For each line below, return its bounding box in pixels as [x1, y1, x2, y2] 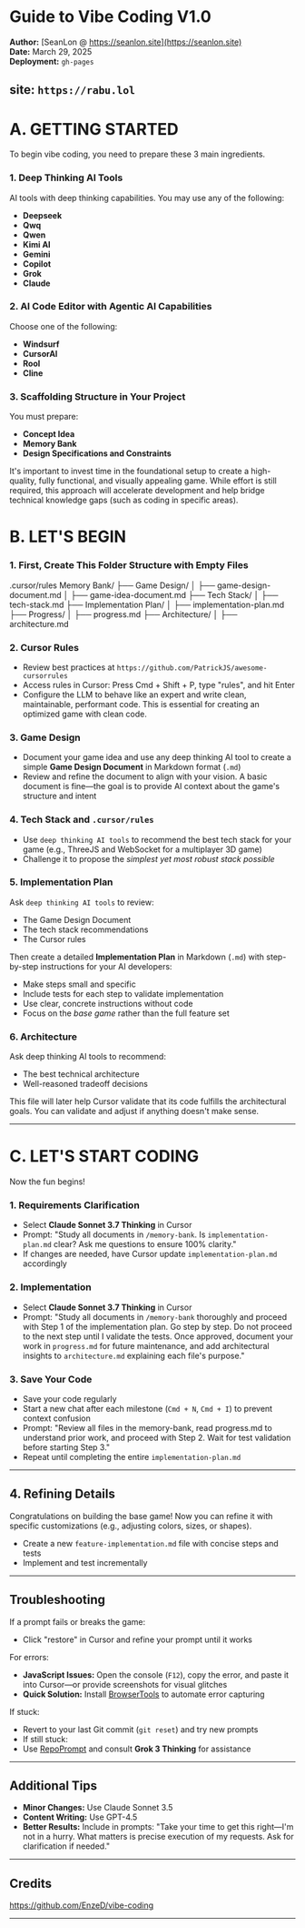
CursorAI [22, 348, 58, 359]
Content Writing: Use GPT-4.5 [22, 1811, 138, 1822]
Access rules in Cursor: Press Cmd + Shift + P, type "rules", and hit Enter [22, 679, 295, 690]
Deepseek [22, 209, 63, 220]
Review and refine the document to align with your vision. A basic [22, 771, 268, 782]
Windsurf [22, 339, 60, 350]
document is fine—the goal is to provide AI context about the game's [22, 781, 280, 792]
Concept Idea [22, 429, 75, 440]
